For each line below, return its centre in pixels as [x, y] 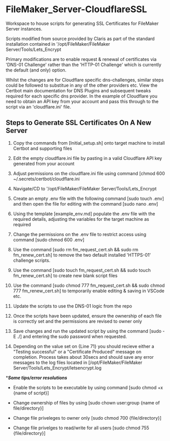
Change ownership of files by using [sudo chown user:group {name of [86, 402]
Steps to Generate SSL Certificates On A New [78, 123]
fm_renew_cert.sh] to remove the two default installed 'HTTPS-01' [82, 255]
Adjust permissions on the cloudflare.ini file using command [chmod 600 [89, 173]
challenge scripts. [32, 260]
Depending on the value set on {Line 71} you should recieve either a [83, 346]
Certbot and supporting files [42, 148]
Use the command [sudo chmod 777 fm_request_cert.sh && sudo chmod [89, 285]
